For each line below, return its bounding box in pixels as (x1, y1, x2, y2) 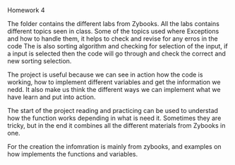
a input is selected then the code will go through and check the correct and (7, 49, 226, 58)
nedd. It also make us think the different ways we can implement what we (7, 86, 221, 93)
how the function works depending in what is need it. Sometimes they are (7, 114, 222, 122)
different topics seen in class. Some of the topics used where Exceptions (7, 27, 219, 35)
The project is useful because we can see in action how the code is (7, 70, 203, 79)
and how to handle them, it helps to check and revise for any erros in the (7, 34, 218, 43)
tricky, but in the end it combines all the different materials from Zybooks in (7, 121, 226, 129)
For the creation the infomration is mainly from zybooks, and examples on (7, 143, 222, 150)
